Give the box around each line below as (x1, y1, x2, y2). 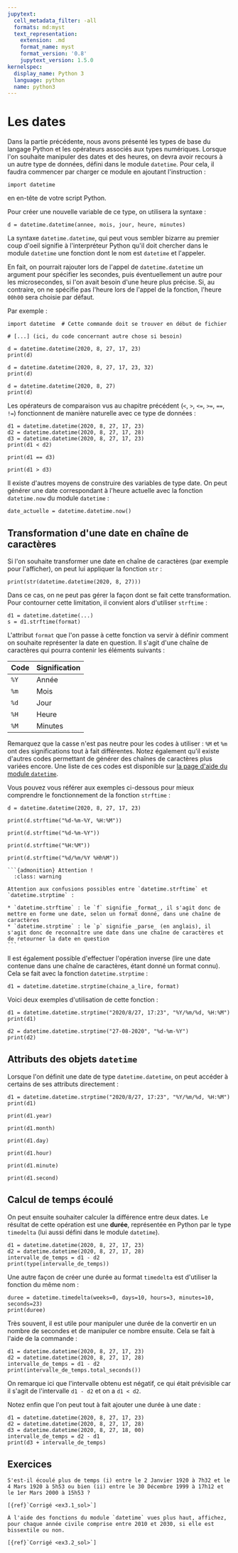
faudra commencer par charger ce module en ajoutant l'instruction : (7, 168, 206, 176)
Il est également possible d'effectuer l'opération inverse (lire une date (7, 954, 211, 963)
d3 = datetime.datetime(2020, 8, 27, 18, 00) (7, 1426, 144, 1433)
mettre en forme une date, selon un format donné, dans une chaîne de (7, 911, 221, 918)
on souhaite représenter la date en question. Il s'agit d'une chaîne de (7, 638, 208, 647)
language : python (13, 76, 65, 84)
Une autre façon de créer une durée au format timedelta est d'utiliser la (7, 1273, 217, 1281)
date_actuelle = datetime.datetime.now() (7, 508, 132, 515)
